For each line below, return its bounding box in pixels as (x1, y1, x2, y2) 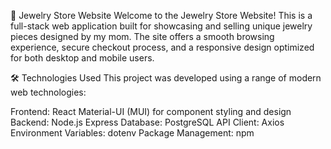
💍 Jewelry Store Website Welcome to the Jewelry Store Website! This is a (10, 10, 313, 21)
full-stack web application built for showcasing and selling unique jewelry (10, 20, 313, 32)
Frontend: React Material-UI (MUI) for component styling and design (10, 106, 292, 117)
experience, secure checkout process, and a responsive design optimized (10, 41, 315, 53)
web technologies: (10, 86, 87, 98)
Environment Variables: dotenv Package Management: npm (10, 127, 255, 139)
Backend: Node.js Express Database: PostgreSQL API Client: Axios (10, 116, 285, 128)
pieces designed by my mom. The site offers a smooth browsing (10, 31, 275, 42)
